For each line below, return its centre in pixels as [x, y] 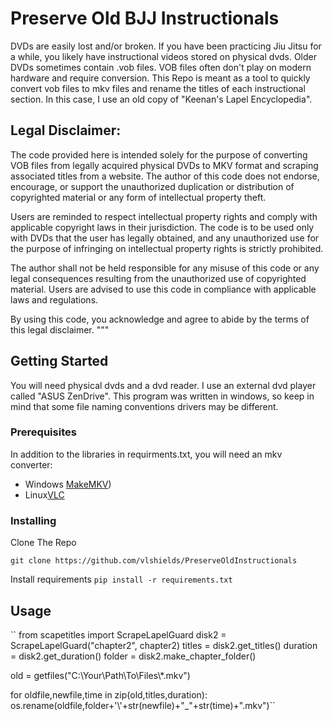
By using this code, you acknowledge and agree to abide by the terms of [160, 319]
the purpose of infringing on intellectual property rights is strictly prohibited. [167, 248]
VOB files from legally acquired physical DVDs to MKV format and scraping [164, 165]
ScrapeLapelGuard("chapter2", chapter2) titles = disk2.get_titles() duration [164, 645]
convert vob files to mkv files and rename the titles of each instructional [158, 88]
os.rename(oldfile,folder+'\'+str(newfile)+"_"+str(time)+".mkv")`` [143, 705]
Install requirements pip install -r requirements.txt [121, 579]
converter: [31, 464]
